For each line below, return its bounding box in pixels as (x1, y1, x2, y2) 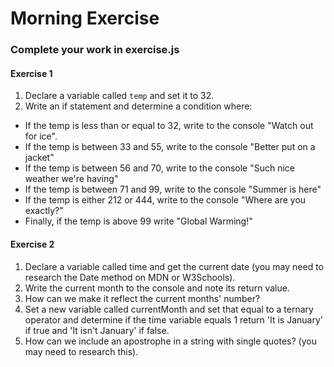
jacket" (24, 152, 55, 164)
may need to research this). (24, 345, 139, 357)
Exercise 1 (10, 67, 53, 79)
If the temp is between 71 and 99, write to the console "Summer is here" (24, 183, 322, 196)
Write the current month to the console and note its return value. (24, 282, 290, 294)
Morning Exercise (10, 7, 160, 30)
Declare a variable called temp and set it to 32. (24, 90, 215, 102)
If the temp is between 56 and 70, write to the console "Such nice (24, 162, 295, 174)
